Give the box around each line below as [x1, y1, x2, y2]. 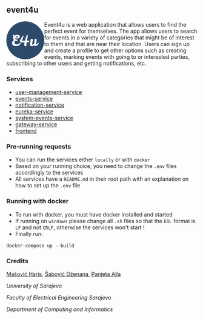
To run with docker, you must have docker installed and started [15, 210, 173, 218]
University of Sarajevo [6, 282, 62, 289]
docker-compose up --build [6, 243, 75, 249]
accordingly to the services [15, 169, 84, 176]
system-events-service [15, 115, 74, 122]
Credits [6, 257, 28, 265]
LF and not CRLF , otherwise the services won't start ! [15, 224, 145, 231]
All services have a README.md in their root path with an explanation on [15, 175, 189, 183]
